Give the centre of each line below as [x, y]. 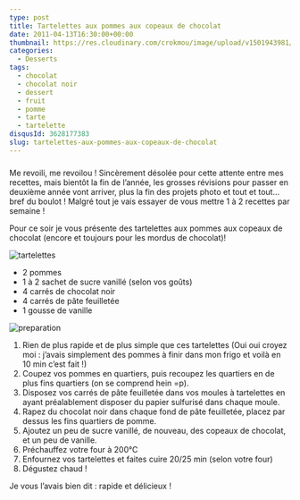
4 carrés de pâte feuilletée [71, 301]
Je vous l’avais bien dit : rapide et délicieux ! [91, 486]
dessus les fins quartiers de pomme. [89, 420]
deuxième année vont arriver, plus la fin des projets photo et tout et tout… [145, 191]
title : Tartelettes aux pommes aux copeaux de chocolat [115, 26]
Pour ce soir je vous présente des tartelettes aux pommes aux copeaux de [146, 228]
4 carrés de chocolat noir [69, 291]
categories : [31, 51]
